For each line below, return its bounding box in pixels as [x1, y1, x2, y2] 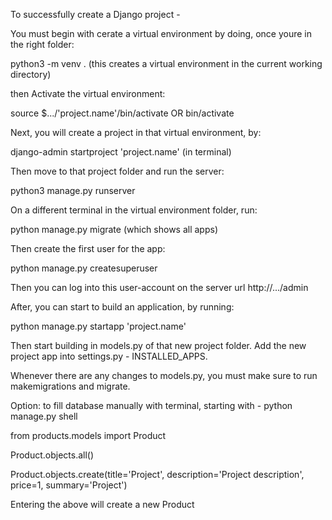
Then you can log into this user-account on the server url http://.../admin [10, 282, 309, 293]
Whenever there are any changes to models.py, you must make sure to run [10, 370, 318, 381]
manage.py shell [10, 410, 78, 422]
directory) [10, 69, 52, 80]
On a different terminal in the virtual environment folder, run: [10, 204, 258, 216]
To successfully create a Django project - [10, 9, 181, 20]
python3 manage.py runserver [10, 185, 136, 196]
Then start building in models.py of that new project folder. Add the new [10, 340, 307, 351]
